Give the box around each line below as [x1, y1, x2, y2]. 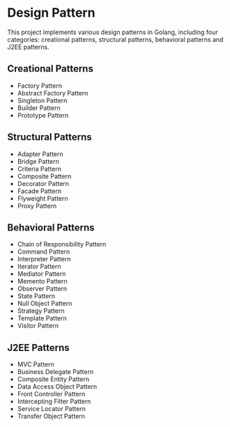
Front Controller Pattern [17, 390, 86, 398]
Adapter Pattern [17, 150, 64, 158]
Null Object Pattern [17, 300, 72, 308]
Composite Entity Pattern [17, 375, 90, 384]
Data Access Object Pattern [17, 382, 98, 391]
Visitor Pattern [17, 322, 59, 330]
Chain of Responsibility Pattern [17, 240, 107, 249]
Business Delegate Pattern [17, 368, 94, 376]
